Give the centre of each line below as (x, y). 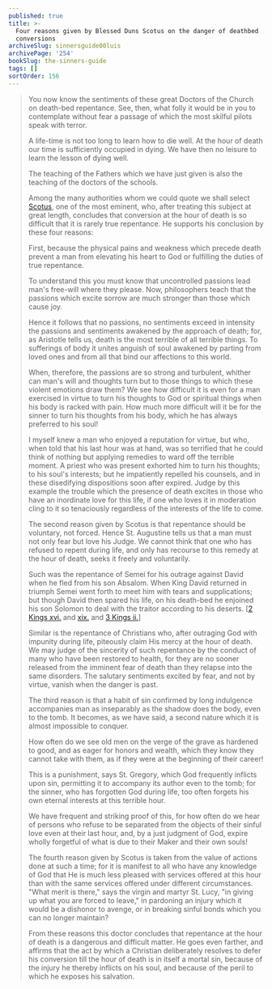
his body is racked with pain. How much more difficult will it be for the (144, 406)
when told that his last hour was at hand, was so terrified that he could (145, 448)
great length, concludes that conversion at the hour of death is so (137, 214)
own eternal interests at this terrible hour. (97, 800)
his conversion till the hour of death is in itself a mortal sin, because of (145, 959)
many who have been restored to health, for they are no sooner (134, 658)
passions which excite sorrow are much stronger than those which (139, 298)
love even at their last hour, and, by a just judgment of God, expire (138, 833)
